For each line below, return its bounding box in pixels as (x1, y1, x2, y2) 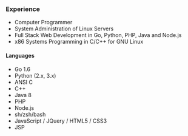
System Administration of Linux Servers (14, 25, 114, 32)
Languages (5, 52, 35, 59)
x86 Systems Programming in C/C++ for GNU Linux (14, 38, 144, 46)
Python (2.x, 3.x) (14, 72, 56, 79)
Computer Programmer (14, 19, 73, 26)
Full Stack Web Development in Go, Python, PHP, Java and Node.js (14, 32, 182, 39)
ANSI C (14, 78, 33, 86)
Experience (5, 5, 40, 13)
